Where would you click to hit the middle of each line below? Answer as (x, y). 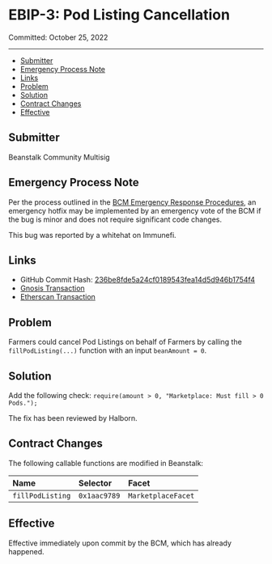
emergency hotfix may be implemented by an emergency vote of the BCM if (135, 210)
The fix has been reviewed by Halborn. (73, 418)
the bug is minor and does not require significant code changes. (115, 219)
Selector (95, 483)
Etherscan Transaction (57, 297)
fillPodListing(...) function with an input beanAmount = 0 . (108, 350)
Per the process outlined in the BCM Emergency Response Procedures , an (132, 202)
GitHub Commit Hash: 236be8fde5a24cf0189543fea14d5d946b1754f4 (137, 280)
